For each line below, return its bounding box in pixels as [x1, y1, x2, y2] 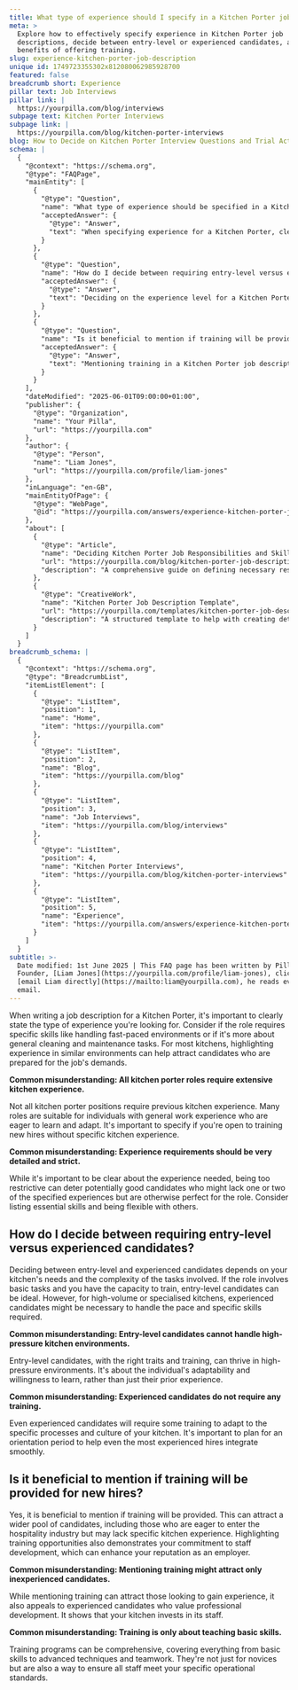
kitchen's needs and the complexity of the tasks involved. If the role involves [9, 1273, 289, 1284]
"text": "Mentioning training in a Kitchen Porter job [48, 359, 255, 368]
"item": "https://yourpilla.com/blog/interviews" [41, 821, 228, 830]
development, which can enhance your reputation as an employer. [9, 1546, 251, 1557]
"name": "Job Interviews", [41, 812, 141, 821]
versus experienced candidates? [9, 1240, 195, 1256]
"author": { [25, 442, 69, 450]
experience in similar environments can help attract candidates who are [9, 1047, 271, 1058]
